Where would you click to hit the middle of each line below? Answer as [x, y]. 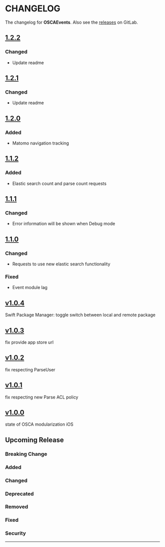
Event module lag [30, 288]
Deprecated [20, 494]
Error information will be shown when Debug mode [64, 224]
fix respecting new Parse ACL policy [42, 397]
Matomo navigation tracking [41, 143]
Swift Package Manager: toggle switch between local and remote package [80, 315]
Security [15, 533]
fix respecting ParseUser [30, 369]
